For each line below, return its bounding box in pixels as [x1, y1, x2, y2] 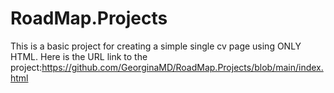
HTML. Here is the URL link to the [10, 50, 148, 62]
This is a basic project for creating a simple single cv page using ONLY [10, 40, 302, 52]
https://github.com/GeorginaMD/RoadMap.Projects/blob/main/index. [41, 61, 324, 73]
